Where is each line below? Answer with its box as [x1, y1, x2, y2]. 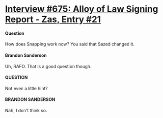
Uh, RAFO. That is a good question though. [5, 63, 92, 69]
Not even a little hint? [5, 85, 48, 91]
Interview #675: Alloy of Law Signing [5, 3, 159, 15]
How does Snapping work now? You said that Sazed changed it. [5, 41, 135, 47]
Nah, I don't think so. [5, 108, 48, 113]
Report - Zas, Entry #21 [5, 14, 101, 25]
